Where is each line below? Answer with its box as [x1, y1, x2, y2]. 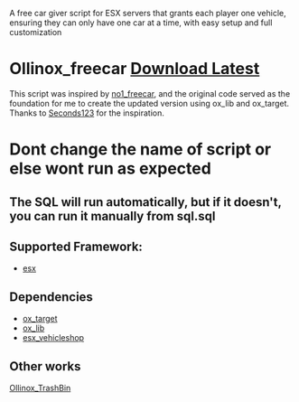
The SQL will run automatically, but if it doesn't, [9, 194, 282, 210]
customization [9, 27, 62, 37]
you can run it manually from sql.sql [9, 208, 216, 224]
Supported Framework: [9, 238, 143, 254]
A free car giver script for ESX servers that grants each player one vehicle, [9, 8, 286, 18]
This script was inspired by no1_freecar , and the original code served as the [9, 88, 291, 98]
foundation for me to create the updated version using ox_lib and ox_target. [9, 98, 290, 108]
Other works [9, 359, 81, 374]
